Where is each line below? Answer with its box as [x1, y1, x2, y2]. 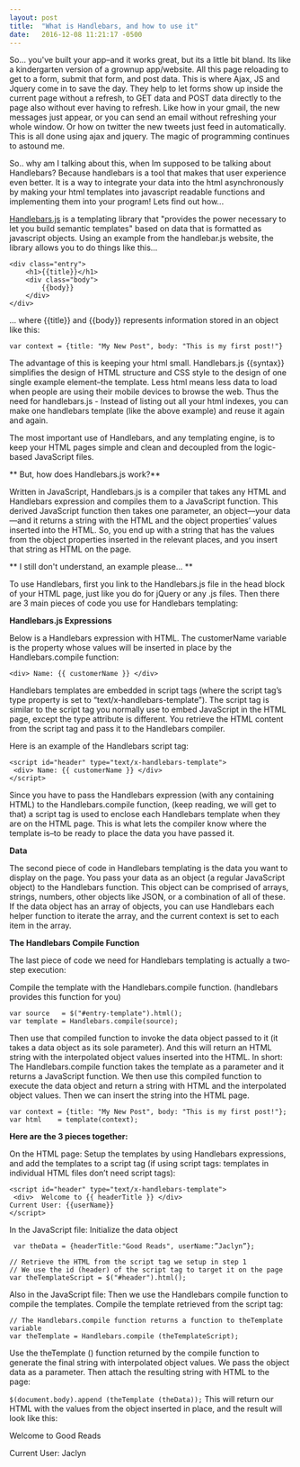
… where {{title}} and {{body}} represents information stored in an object [9, 315, 279, 326]
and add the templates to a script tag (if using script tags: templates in [9, 1158, 269, 1169]
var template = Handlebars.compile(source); [9, 1017, 179, 1026]
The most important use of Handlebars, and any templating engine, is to [9, 433, 276, 444]
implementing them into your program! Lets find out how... [9, 196, 225, 207]
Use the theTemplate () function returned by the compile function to [9, 1347, 260, 1359]
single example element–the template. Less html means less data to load [9, 377, 278, 388]
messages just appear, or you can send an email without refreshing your [9, 112, 277, 122]
